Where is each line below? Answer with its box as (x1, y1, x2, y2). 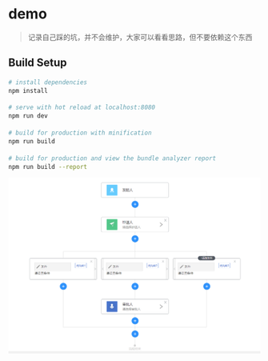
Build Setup (8, 56, 67, 70)
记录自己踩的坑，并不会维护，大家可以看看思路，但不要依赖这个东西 (27, 32, 253, 42)
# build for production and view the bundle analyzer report (8, 154, 217, 162)
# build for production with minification (8, 129, 152, 137)
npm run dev (8, 112, 48, 120)
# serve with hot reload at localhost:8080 (8, 103, 156, 112)
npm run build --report (8, 162, 88, 170)
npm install (8, 86, 48, 94)
